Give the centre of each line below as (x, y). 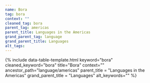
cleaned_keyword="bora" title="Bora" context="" (55, 65)
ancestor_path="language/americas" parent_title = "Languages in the (75, 70)
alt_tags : (15, 46)
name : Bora (16, 10)
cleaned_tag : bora (24, 23)
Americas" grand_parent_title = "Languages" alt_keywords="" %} (71, 75)
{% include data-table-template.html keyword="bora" (59, 60)
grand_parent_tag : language (34, 37)
